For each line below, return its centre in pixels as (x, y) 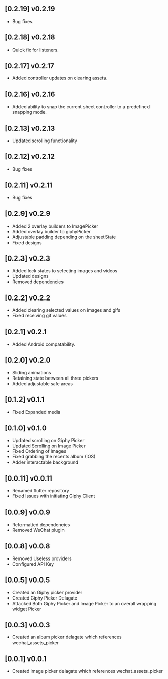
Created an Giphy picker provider (47, 592)
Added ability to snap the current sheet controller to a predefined (81, 107)
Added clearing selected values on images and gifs (66, 310)
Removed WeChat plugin (38, 530)
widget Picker (27, 609)
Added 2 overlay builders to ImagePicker (55, 226)
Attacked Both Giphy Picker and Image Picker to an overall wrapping (84, 603)
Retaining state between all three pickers (55, 378)
